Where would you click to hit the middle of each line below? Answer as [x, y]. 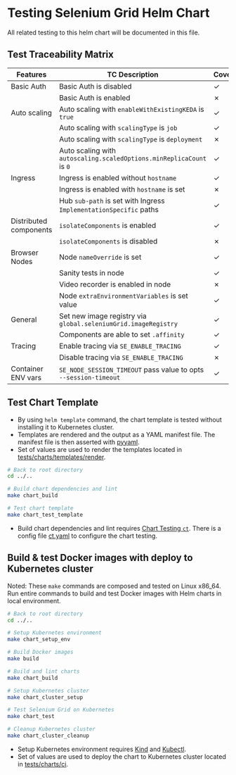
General [24, 320]
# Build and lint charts [44, 671]
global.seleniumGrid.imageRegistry [118, 324]
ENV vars [26, 377]
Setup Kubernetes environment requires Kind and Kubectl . [101, 749]
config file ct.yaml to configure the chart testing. [87, 536]
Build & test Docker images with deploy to [100, 558]
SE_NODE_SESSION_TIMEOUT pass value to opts [131, 370]
